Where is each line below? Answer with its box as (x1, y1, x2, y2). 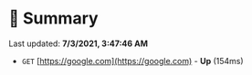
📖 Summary (8, 8, 99, 29)
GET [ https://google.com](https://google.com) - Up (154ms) (21, 55, 244, 66)
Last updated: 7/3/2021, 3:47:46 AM (8, 38, 148, 49)
